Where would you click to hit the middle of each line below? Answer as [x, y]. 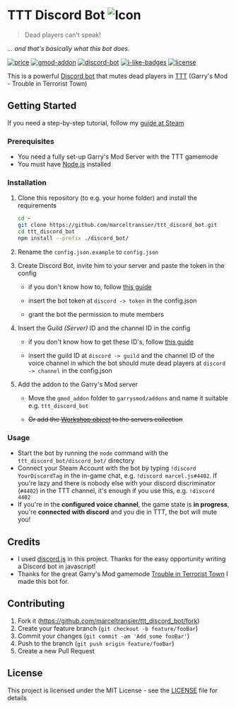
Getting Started [42, 106]
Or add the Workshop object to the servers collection [105, 419]
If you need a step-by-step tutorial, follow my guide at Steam [96, 123]
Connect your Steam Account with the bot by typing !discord [107, 468]
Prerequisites [31, 141]
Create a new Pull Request [56, 651]
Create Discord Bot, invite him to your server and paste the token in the [121, 265]
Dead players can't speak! [63, 35]
